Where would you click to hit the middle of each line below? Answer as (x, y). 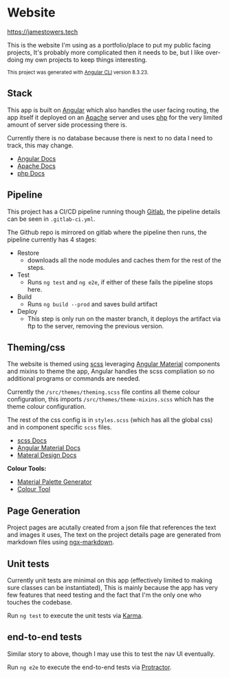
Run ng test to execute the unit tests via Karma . (75, 615)
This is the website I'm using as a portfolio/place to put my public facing (109, 45)
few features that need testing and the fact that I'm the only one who (104, 595)
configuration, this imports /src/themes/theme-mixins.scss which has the (111, 399)
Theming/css (36, 347)
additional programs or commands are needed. (74, 379)
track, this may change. (40, 145)
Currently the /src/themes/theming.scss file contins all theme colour (104, 392)
